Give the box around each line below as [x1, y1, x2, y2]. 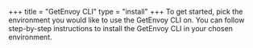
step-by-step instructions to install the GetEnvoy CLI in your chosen [8, 24, 234, 33]
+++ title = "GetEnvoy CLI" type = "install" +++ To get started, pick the [8, 7, 243, 16]
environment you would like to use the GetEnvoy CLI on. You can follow [8, 15, 245, 25]
